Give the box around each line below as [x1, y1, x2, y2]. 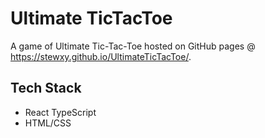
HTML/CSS [24, 117, 72, 129]
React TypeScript [24, 106, 97, 118]
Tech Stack [10, 80, 82, 97]
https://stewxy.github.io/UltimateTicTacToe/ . [10, 50, 192, 62]
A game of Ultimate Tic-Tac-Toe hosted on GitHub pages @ [10, 40, 256, 52]
